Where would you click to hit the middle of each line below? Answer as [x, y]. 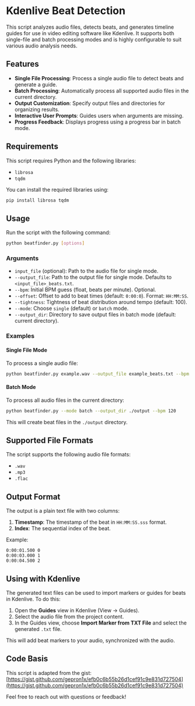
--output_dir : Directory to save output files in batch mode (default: [95, 315]
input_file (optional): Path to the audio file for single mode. [86, 271]
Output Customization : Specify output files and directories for [90, 103]
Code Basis [27, 659]
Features [22, 64]
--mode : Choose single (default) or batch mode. [72, 308]
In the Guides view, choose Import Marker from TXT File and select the [100, 623]
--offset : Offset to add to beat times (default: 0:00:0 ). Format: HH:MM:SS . [101, 296]
